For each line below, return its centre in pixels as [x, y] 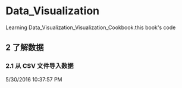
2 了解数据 [25, 48]
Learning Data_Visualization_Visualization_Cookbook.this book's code [91, 27]
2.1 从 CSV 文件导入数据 [40, 66]
